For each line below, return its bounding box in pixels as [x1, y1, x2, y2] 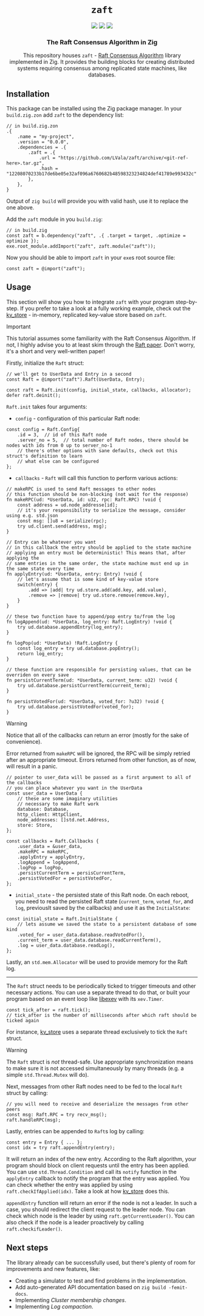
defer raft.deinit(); [6, 392, 61, 398]
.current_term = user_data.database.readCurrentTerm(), [17, 937, 162, 943]
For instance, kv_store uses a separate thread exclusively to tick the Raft [6, 1028, 188, 1036]
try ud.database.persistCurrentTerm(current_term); [17, 682, 151, 688]
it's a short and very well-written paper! [6, 347, 105, 354]
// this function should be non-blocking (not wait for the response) [6, 491, 189, 497]
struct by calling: [6, 1089, 49, 1096]
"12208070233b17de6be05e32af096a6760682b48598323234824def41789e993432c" [6, 171, 197, 177]
